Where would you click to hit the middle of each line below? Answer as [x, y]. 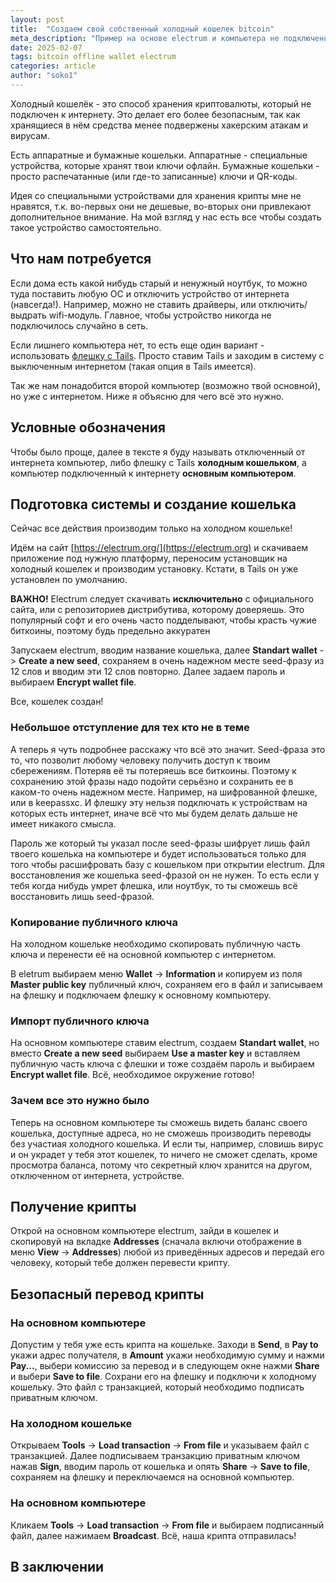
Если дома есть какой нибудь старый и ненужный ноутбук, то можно [159, 283]
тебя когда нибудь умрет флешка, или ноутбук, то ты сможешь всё [154, 885]
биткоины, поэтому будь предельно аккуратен [110, 631]
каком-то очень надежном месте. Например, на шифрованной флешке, [164, 792]
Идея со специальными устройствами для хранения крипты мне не [156, 195]
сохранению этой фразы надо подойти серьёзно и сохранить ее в [152, 781]
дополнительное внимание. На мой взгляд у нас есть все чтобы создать [166, 217]
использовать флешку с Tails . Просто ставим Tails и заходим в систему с [167, 355]
